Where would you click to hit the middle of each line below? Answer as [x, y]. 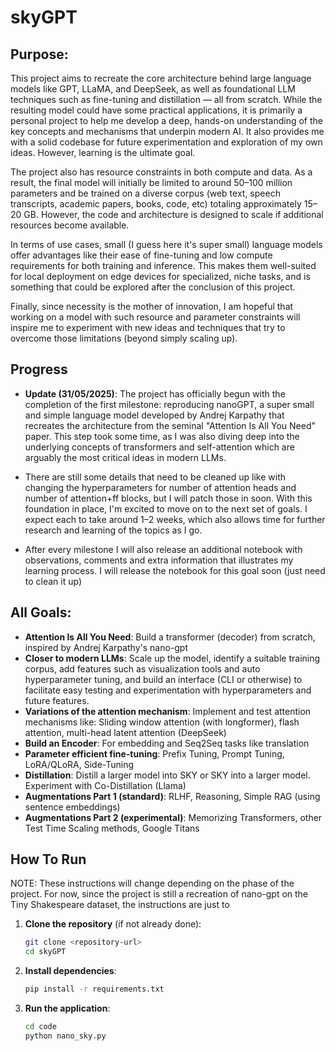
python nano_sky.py [65, 1036]
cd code [40, 1027]
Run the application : [67, 1008]
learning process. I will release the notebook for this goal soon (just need [175, 570]
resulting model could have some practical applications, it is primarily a [156, 110]
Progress [39, 369]
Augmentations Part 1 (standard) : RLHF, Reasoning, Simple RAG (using [172, 796]
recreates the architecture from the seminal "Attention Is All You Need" [170, 425]
